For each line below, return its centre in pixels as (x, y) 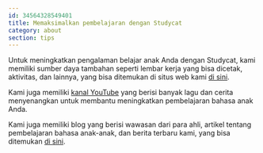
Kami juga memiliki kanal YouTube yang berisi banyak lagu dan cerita (121, 93)
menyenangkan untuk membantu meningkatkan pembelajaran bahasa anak (131, 101)
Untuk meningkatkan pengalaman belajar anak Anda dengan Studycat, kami (132, 60)
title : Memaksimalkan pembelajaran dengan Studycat (95, 23)
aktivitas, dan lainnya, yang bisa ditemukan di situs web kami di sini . (119, 77)
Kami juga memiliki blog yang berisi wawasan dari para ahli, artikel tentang (130, 124)
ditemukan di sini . (37, 142)
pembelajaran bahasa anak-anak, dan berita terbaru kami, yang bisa (120, 133)
